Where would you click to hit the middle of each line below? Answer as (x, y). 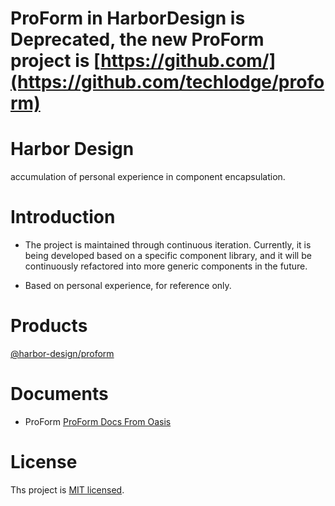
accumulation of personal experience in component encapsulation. (148, 177)
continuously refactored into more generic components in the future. (166, 266)
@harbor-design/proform (62, 353)
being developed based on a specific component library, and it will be (168, 256)
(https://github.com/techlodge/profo (167, 82)
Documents (59, 394)
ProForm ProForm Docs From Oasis (98, 421)
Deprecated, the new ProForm (137, 39)
